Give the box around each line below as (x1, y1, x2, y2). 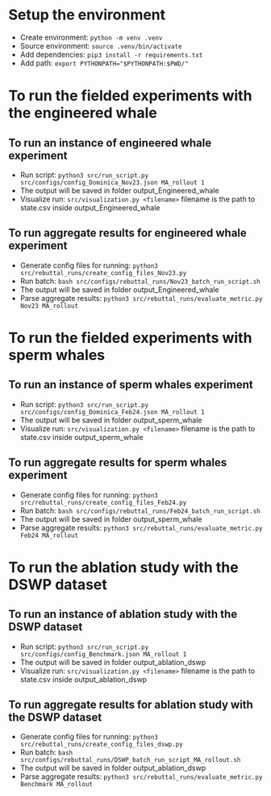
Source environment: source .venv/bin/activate (19, 40, 183, 50)
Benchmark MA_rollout (19, 781, 93, 789)
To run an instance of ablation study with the (8, 608, 238, 621)
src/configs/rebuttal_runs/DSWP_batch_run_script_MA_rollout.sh (19, 756, 241, 764)
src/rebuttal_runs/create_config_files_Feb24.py (19, 498, 187, 506)
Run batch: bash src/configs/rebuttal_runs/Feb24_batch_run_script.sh (19, 506, 261, 515)
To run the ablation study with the (8, 558, 240, 576)
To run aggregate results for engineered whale (8, 227, 248, 240)
